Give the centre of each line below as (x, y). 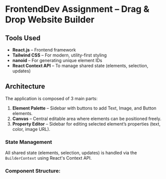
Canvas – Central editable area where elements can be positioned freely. (87, 119)
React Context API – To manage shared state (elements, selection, (80, 66)
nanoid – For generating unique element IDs (57, 60)
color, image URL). (31, 129)
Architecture (25, 87)
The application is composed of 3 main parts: (51, 98)
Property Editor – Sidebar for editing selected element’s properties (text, (86, 124)
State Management (29, 142)
